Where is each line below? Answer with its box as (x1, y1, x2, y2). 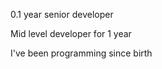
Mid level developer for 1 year (10, 28, 132, 39)
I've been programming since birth (10, 47, 153, 59)
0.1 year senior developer (10, 9, 114, 20)
